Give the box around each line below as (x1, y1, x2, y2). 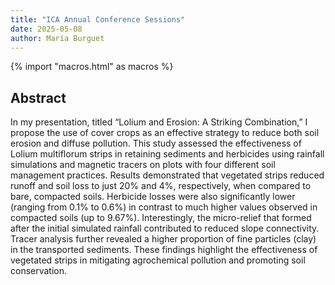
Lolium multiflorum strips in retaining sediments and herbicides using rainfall (10, 148, 325, 160)
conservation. (10, 265, 68, 277)
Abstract (10, 89, 67, 106)
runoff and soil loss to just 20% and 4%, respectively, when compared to (10, 180, 312, 192)
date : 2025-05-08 (10, 24, 83, 34)
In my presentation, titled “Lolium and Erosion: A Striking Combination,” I (10, 116, 308, 128)
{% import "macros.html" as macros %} (10, 61, 174, 73)
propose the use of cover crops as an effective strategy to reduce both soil (10, 127, 320, 139)
